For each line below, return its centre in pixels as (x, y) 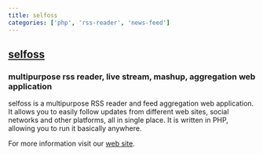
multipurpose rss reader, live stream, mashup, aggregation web (132, 77)
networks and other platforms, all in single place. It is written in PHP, (119, 120)
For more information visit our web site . (71, 144)
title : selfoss (33, 15)
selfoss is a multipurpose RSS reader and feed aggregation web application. (131, 103)
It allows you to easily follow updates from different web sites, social (119, 112)
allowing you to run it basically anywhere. (75, 128)
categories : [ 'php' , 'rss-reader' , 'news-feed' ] (89, 23)
